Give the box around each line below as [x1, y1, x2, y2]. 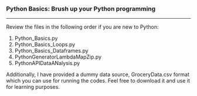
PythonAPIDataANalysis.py [14, 60, 80, 67]
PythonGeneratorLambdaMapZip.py [14, 53, 101, 60]
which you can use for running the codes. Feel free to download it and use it [6, 77, 191, 84]
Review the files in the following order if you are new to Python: [6, 23, 159, 30]
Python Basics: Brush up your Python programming [6, 5, 156, 13]
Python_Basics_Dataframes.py [14, 47, 89, 54]
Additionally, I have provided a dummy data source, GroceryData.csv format [6, 71, 189, 78]
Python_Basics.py [14, 35, 58, 42]
